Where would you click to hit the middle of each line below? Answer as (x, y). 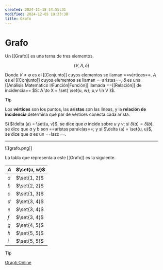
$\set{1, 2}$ (30, 178)
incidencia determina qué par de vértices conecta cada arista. (67, 114)
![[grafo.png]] (19, 148)
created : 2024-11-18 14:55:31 (36, 9)
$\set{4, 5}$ (30, 225)
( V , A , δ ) (81, 66)
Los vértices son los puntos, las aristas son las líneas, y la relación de (76, 109)
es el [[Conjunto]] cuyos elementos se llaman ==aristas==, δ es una (73, 80)
